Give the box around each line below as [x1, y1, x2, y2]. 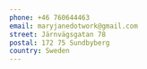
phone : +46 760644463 [9, 13, 91, 22]
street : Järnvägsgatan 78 [9, 30, 106, 39]
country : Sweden [9, 47, 70, 56]
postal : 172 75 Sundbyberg [9, 38, 110, 47]
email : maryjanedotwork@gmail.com [9, 22, 139, 30]
